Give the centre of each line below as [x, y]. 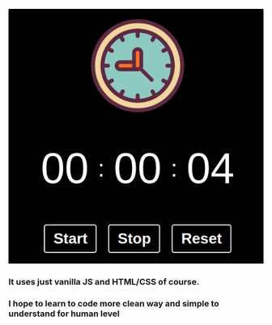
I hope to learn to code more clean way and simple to [114, 303]
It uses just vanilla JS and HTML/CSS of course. [104, 281]
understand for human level [64, 314]
